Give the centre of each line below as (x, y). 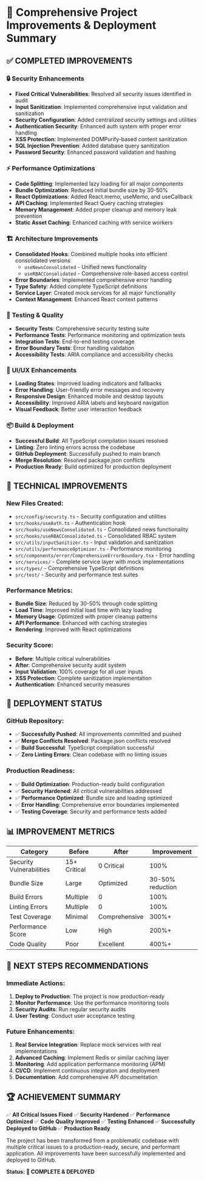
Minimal (76, 917)
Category (34, 852)
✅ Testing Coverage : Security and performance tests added (91, 811)
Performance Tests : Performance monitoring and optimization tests (100, 335)
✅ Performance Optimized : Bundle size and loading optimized (93, 798)
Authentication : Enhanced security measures (73, 685)
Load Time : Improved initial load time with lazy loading (83, 610)
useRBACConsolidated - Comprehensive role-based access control (106, 274)
